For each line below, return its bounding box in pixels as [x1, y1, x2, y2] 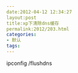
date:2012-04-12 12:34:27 [6, 9, 72, 15]
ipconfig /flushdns [6, 59, 52, 67]
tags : [6, 43, 20, 49]
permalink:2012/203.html [6, 26, 69, 32]
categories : [6, 32, 37, 38]
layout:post [6, 15, 37, 21]
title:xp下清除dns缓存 [6, 20, 60, 26]
